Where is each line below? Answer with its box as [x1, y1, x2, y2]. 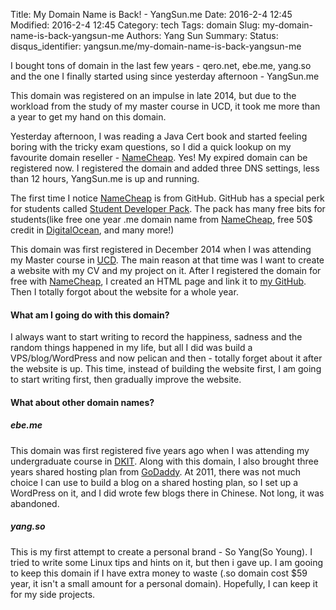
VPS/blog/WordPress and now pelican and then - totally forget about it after [10, 352, 323, 364]
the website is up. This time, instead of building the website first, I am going [10, 363, 322, 375]
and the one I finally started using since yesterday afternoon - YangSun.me [10, 70, 320, 82]
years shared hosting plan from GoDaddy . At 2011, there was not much [10, 465, 301, 478]
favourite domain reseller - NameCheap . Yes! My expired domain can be [10, 152, 308, 163]
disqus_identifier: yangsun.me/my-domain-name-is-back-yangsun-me [10, 40, 302, 52]
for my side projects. [10, 588, 96, 600]
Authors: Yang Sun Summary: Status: [126, 30, 279, 41]
